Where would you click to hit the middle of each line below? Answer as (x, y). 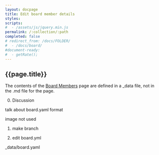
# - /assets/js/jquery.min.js (37, 28)
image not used (21, 119)
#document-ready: (23, 50)
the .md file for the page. (30, 91)
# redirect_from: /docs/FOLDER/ (38, 41)
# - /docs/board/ (24, 46)
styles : (13, 18)
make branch (25, 128)
